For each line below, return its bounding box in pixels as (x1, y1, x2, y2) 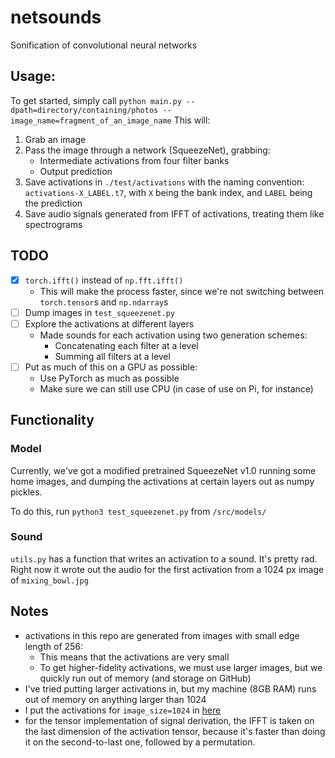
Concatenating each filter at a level (54, 339, 199, 351)
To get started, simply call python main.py (10, 94, 182, 106)
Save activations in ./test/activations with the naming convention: (24, 176, 305, 188)
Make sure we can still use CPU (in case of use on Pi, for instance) (39, 382, 314, 395)
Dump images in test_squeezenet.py (24, 306, 175, 318)
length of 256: (24, 640, 84, 652)
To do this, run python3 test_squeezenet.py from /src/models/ (10, 505, 267, 517)
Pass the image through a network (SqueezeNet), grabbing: (24, 144, 271, 156)
